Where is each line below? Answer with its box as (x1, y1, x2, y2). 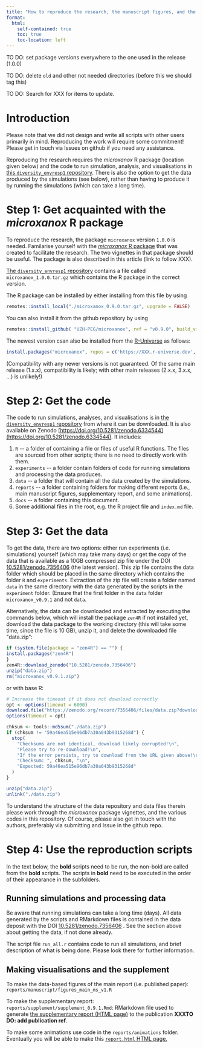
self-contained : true (17, 25, 71, 32)
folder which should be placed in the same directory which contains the (6, 570, 185, 577)
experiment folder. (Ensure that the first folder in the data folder (6, 589, 163, 597)
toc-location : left (17, 37, 66, 43)
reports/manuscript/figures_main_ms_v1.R (6, 987, 112, 993)
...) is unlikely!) (6, 372, 43, 380)
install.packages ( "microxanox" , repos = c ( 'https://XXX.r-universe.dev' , (6, 349, 196, 355)
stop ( (11, 735, 26, 741)
